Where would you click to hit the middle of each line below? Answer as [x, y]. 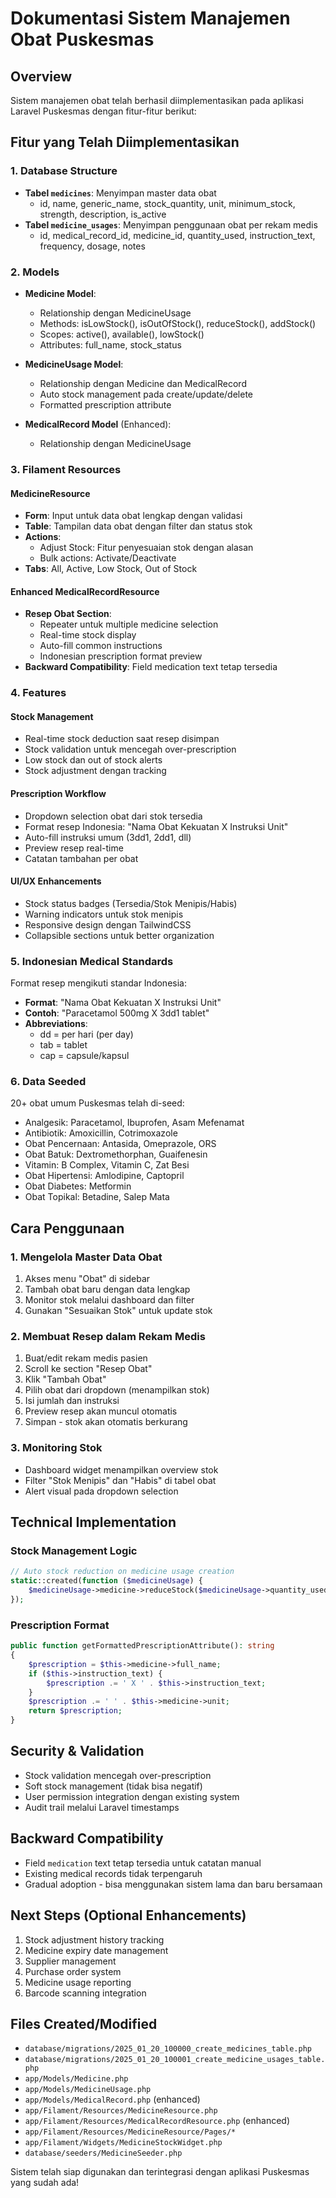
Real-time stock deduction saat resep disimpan [122, 739]
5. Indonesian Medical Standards [92, 961]
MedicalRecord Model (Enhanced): [98, 424]
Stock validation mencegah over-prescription [118, 1775]
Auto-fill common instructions [101, 646]
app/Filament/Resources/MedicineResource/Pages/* [130, 2132]
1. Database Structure [64, 171]
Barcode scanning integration [85, 1993]
